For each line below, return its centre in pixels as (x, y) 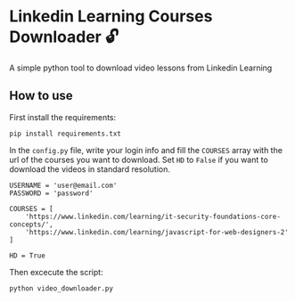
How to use (41, 96)
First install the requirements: (63, 117)
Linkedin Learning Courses (111, 16)
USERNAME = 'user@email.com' (63, 185)
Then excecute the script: (57, 272)
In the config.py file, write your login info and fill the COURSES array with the (146, 150)
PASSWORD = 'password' (51, 193)
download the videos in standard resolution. (90, 169)
